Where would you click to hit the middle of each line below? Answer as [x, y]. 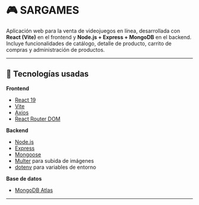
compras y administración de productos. [56, 49]
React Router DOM [38, 119]
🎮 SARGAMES [43, 10]
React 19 [25, 100]
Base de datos [24, 178]
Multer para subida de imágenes [54, 160]
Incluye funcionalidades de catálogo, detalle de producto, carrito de [89, 43]
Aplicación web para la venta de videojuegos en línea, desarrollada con [93, 31]
